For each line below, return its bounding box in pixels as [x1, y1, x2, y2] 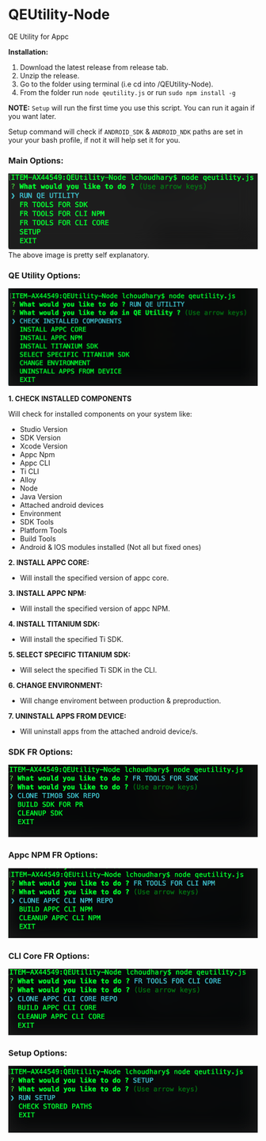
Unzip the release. [19, 71, 80, 80]
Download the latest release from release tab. [19, 62, 169, 72]
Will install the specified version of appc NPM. [19, 604, 170, 613]
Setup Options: [8, 1048, 68, 1059]
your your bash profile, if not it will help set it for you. [8, 135, 180, 144]
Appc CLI [19, 458, 51, 467]
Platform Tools [19, 525, 67, 535]
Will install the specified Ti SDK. [19, 634, 124, 643]
